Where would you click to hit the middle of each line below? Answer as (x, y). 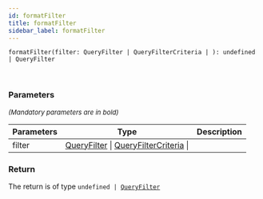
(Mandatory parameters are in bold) (64, 112)
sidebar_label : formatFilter (57, 30)
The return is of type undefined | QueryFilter (84, 186)
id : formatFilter (37, 16)
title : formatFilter (43, 23)
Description (219, 131)
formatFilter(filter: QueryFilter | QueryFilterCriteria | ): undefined (132, 53)
